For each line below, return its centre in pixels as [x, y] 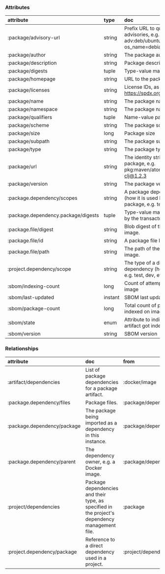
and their [96, 494]
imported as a [101, 422]
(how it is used [141, 198]
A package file [141, 241]
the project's [100, 513]
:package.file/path [28, 252]
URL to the [137, 79]
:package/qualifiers [30, 117]
